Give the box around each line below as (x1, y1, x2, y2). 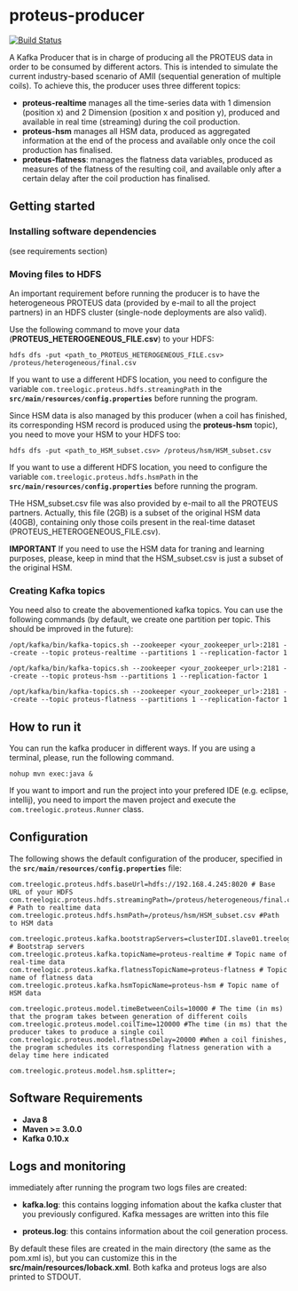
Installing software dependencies (9, 226, 157, 238)
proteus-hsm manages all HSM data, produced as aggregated (21, 125, 251, 136)
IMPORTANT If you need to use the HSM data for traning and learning (9, 543, 264, 554)
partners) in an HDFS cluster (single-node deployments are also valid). (9, 307, 268, 317)
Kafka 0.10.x (21, 1133, 69, 1144)
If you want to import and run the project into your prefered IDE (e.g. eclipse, (9, 785, 289, 796)
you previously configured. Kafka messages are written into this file (21, 1209, 269, 1220)
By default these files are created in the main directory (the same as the (9, 1243, 271, 1254)
